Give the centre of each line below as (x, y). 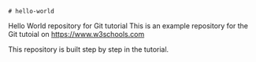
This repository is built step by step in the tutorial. (89, 49)
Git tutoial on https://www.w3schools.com (76, 34)
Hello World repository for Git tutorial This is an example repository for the (128, 26)
